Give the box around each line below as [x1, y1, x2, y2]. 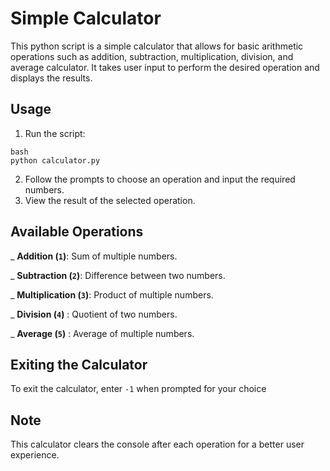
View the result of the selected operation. [24, 194, 196, 206]
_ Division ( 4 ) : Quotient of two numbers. [10, 308, 178, 320]
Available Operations [10, 223, 144, 241]
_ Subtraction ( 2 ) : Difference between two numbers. [10, 269, 226, 281]
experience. [10, 449, 60, 461]
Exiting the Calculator [10, 356, 148, 373]
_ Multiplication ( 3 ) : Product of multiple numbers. [10, 288, 214, 301]
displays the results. [10, 72, 93, 84]
